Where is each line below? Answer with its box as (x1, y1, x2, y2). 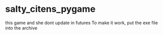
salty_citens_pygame (5, 3, 96, 15)
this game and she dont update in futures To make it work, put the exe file (5, 20, 158, 26)
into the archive (5, 25, 38, 31)
